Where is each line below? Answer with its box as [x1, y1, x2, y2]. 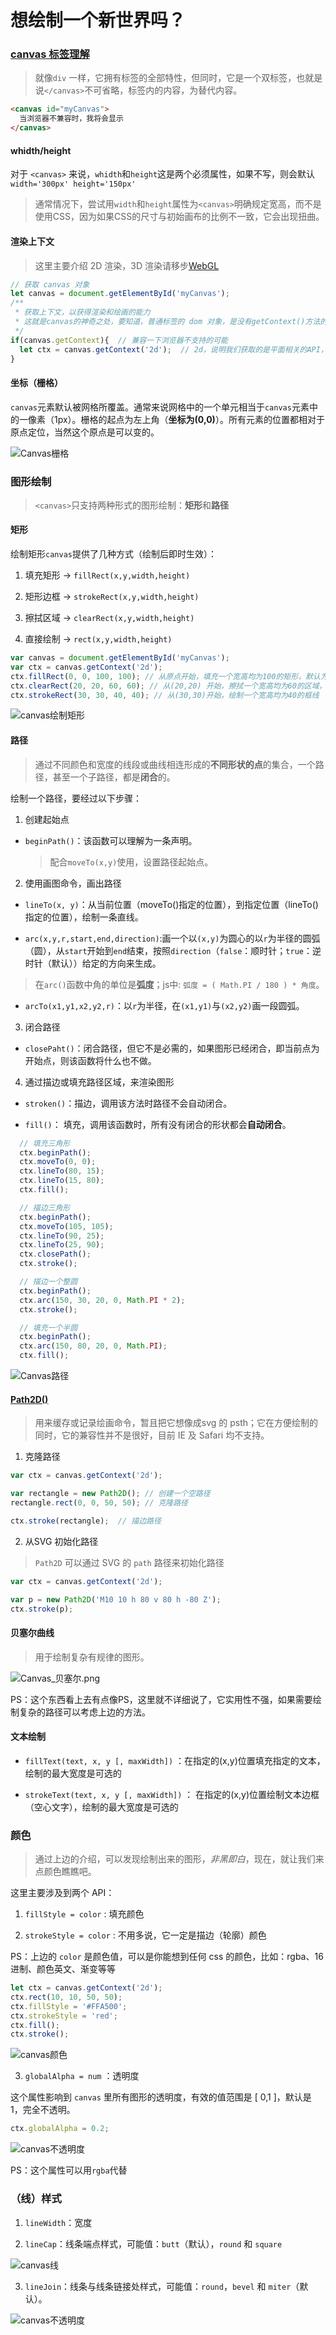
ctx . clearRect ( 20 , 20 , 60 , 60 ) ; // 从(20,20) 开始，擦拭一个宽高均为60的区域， [10, 681, 327, 691]
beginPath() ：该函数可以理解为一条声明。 [24, 834, 198, 846]
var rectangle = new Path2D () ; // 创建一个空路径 [10, 1489, 211, 1499]
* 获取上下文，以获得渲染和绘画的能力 [14, 307, 151, 318]
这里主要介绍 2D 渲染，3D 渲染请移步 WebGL [34, 259, 220, 271]
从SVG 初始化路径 [24, 1535, 99, 1547]
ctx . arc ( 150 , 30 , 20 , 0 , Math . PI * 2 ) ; [19, 1295, 186, 1305]
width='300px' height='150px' [10, 179, 137, 190]
